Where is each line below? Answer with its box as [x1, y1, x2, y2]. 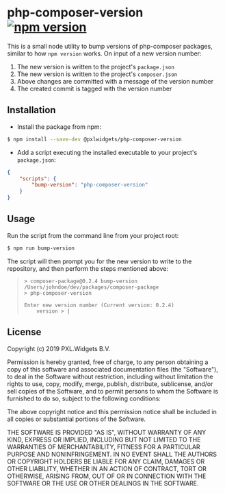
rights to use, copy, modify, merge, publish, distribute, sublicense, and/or [7, 379, 213, 388]
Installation [7, 104, 56, 116]
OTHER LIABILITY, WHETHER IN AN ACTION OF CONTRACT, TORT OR [7, 464, 207, 472]
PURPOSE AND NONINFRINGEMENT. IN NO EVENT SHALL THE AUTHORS [7, 450, 217, 458]
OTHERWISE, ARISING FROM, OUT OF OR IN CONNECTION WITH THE [7, 472, 207, 480]
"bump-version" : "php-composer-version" [31, 182, 148, 189]
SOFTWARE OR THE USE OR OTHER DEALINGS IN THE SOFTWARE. [7, 479, 199, 488]
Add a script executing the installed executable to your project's [16, 148, 198, 156]
